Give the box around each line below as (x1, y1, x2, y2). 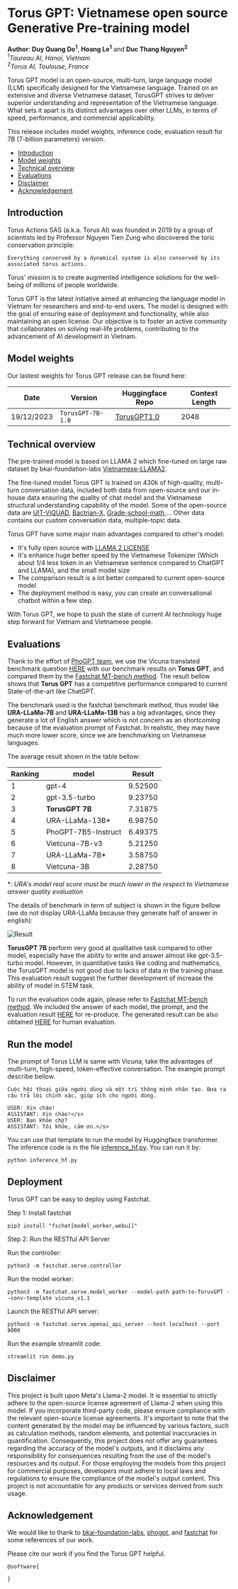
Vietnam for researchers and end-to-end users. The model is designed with (7, 301, 228, 310)
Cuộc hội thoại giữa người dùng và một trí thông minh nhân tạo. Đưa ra (7, 1086, 227, 1093)
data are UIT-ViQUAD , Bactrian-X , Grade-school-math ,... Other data (7, 508, 205, 517)
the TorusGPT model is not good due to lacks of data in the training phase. (7, 966, 225, 975)
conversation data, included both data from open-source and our (21, 486, 211, 494)
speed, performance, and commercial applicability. (7, 113, 156, 122)
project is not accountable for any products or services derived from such (7, 1481, 223, 1490)
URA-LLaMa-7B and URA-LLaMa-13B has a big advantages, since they (7, 708, 216, 717)
